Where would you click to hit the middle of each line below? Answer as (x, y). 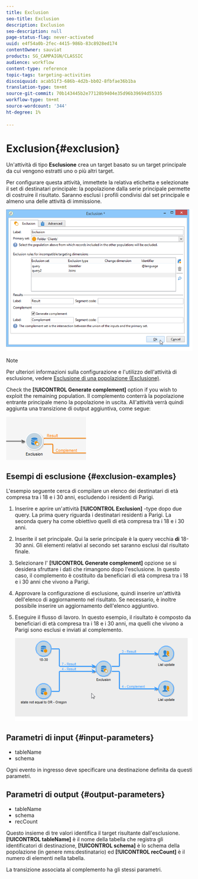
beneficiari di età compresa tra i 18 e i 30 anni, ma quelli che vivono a (99, 623)
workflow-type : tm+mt (33, 100)
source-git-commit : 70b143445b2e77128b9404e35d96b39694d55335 (84, 94)
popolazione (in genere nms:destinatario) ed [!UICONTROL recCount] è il (95, 852)
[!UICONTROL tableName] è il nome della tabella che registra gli (85, 839)
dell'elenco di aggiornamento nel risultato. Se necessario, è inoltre (95, 599)
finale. (22, 551)
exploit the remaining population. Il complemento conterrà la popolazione (95, 395)
